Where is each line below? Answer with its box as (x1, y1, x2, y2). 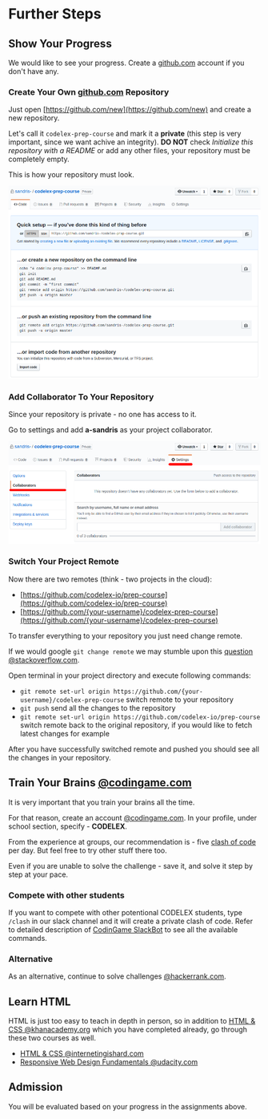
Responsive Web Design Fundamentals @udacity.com (19, 1057, 198, 1067)
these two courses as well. (8, 1033, 97, 1043)
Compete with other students (8, 890, 126, 901)
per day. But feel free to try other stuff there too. (8, 845, 167, 855)
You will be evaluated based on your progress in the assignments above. (8, 1101, 247, 1111)
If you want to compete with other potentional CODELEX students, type (8, 907, 242, 917)
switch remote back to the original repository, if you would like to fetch (19, 720, 253, 730)
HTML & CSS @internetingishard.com (19, 1048, 144, 1059)
